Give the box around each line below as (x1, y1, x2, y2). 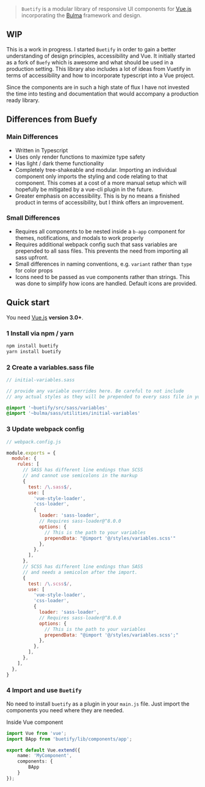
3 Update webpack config (6, 425, 84, 433)
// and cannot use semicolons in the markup (22, 472, 138, 479)
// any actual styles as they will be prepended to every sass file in (6, 394, 192, 400)
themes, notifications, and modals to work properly (15, 234, 144, 241)
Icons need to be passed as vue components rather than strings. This (15, 273, 190, 280)
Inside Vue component (6, 718, 63, 726)
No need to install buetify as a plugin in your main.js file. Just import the (6, 700, 190, 707)
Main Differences (6, 133, 59, 141)
